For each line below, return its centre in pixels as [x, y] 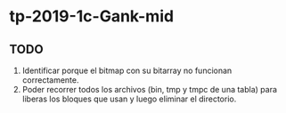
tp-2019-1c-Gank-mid [92, 16]
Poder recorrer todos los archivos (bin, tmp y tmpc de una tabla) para [150, 89]
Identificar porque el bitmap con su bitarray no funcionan [127, 70]
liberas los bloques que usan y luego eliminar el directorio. [129, 99]
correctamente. [50, 80]
